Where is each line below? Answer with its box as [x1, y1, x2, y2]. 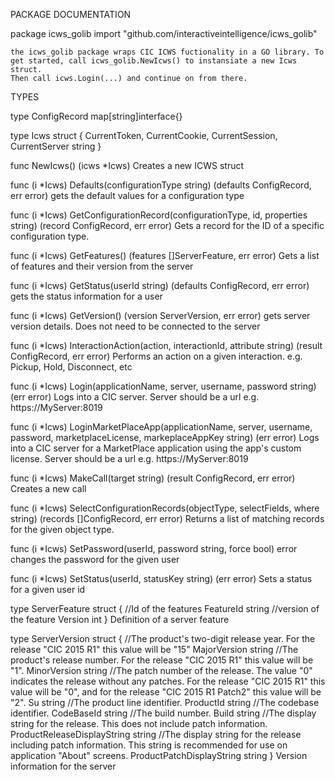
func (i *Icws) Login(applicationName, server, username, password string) [10, 380, 317, 392]
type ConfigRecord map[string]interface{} [10, 110, 183, 122]
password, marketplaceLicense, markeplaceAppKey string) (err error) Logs [10, 432, 320, 443]
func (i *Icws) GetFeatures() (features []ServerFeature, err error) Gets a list [10, 250, 320, 261]
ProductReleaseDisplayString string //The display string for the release [10, 729, 302, 740]
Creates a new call [10, 483, 87, 494]
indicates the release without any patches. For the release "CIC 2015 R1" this [10, 675, 326, 687]
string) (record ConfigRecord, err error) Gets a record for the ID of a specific [10, 220, 325, 231]
